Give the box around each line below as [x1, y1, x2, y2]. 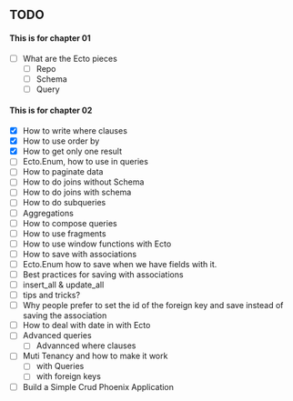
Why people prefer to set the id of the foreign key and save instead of [22, 300, 284, 311]
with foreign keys [35, 371, 102, 382]
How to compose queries [22, 217, 117, 228]
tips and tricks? [22, 290, 80, 301]
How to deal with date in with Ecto [22, 320, 151, 331]
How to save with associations [22, 248, 137, 259]
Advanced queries [22, 330, 93, 341]
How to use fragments [22, 227, 106, 239]
